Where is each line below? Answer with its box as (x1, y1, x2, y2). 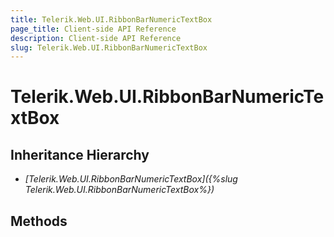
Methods (10, 212, 68, 230)
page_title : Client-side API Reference (10, 24, 177, 34)
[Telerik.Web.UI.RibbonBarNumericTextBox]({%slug (24, 173, 238, 185)
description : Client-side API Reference (10, 33, 182, 43)
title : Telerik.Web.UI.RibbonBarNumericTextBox (10, 14, 213, 25)
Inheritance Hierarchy (10, 146, 150, 163)
